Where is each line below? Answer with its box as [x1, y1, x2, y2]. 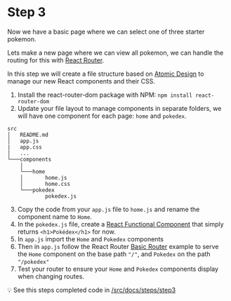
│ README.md [7, 131, 49, 138]
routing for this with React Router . [7, 55, 105, 64]
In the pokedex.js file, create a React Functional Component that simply [17, 220, 224, 228]
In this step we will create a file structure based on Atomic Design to [7, 69, 204, 78]
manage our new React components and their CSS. [7, 76, 156, 85]
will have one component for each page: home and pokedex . [17, 112, 187, 120]
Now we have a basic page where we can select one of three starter [7, 27, 205, 36]
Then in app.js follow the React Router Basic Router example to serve [17, 242, 219, 250]
